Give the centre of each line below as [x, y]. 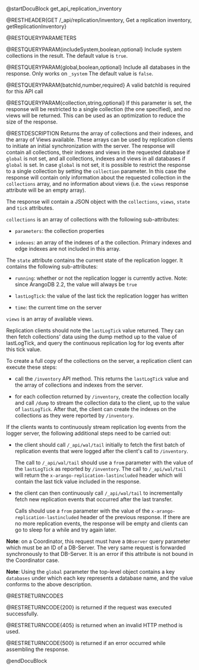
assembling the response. [38, 649]
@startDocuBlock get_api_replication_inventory [64, 9]
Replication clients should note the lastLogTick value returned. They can [95, 330]
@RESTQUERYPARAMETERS [41, 38]
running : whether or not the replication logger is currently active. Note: [101, 278]
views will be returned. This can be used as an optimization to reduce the [96, 116]
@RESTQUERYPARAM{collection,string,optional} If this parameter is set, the [99, 103]
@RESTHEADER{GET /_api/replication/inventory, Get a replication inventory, [99, 20]
